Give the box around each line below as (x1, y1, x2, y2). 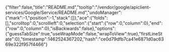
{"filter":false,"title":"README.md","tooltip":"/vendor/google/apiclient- (5, 4, 151, 10)
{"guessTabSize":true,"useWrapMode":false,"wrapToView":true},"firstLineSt (5, 31, 163, 36)
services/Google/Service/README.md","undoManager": (5, 9, 122, 15)
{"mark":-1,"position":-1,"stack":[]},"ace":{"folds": (5, 15, 108, 20)
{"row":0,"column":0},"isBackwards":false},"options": (5, 25, 116, 31)
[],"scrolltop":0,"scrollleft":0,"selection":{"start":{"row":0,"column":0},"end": (5, 20, 163, 26)
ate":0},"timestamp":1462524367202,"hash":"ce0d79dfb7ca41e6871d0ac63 (5, 36, 164, 42)
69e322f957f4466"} (5, 41, 48, 47)
